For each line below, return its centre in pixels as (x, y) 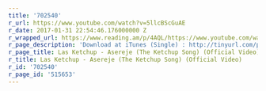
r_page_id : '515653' (42, 74)
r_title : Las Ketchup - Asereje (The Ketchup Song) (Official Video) (125, 60)
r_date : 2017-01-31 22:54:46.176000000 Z (78, 30)
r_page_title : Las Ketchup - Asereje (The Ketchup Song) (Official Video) (134, 52)
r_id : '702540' (33, 67)
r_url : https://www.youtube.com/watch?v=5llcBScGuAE (97, 23)
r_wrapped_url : (33, 38)
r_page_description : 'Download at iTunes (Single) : (97, 45)
